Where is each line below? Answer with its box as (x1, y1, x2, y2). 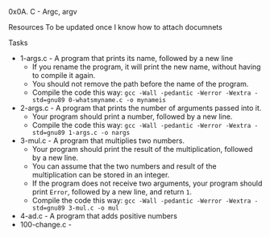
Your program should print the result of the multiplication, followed (31, 145, 253, 153)
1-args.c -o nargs (68, 129, 131, 137)
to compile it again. (31, 71, 96, 80)
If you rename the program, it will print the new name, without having (31, 62, 261, 72)
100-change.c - (19, 220, 73, 229)
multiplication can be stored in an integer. (31, 170, 170, 179)
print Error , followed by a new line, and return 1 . (31, 187, 192, 196)
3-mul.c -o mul (68, 204, 119, 212)
